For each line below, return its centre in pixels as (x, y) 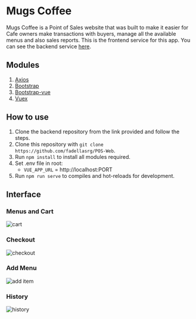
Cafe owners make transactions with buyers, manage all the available (91, 33)
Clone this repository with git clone (59, 144)
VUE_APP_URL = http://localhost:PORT (68, 169)
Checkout (21, 240)
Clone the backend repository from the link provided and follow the (97, 132)
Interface (24, 194)
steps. (22, 137)
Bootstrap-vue (32, 92)
